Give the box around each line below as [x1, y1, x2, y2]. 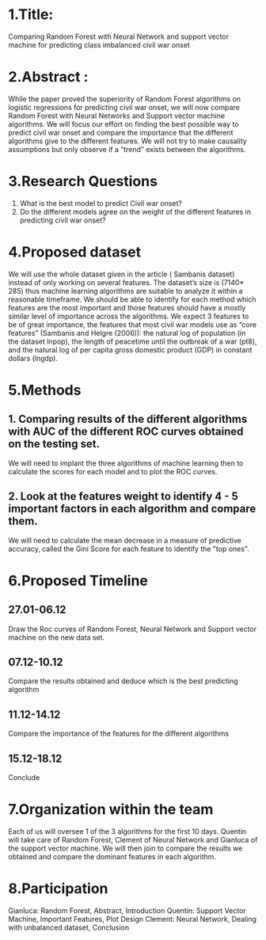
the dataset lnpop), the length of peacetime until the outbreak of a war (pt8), [8, 337, 257, 346]
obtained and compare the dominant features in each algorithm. [8, 851, 216, 861]
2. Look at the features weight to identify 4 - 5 [8, 489, 239, 504]
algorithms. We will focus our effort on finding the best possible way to [8, 119, 239, 128]
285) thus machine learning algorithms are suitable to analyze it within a [8, 286, 243, 295]
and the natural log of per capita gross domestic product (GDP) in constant [8, 344, 253, 354]
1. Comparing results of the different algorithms [8, 413, 248, 426]
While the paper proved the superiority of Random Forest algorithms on [8, 93, 241, 104]
